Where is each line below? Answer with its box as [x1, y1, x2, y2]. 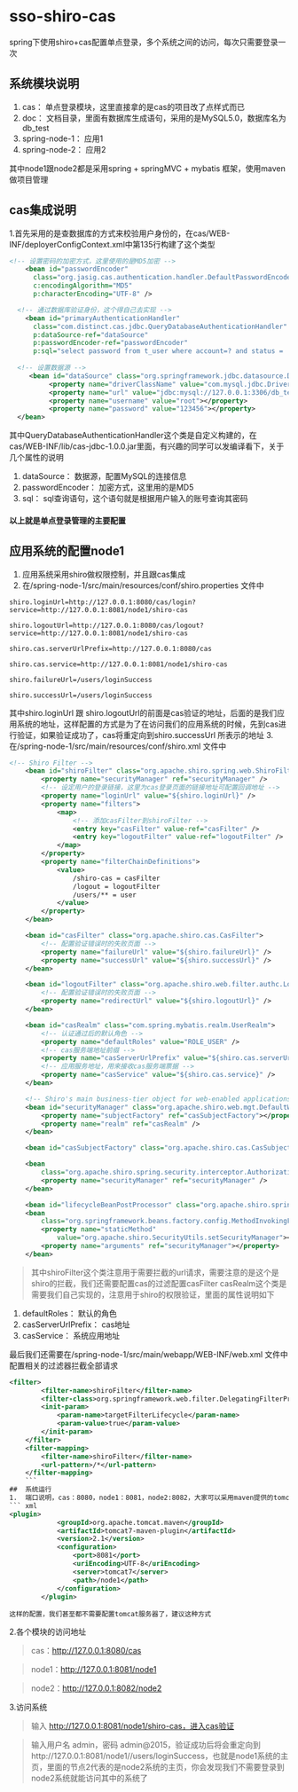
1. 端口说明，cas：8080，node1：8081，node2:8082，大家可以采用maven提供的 [9, 1493, 274, 1503]
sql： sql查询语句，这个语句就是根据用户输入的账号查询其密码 [21, 493, 248, 504]
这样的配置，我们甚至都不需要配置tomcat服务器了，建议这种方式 [9, 1610, 212, 1619]
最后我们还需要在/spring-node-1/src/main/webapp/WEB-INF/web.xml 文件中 [9, 1348, 288, 1359]
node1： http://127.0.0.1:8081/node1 [30, 1664, 157, 1675]
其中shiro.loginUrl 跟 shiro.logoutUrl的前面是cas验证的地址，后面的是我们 [9, 707, 278, 718]
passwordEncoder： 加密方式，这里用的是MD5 [21, 482, 194, 493]
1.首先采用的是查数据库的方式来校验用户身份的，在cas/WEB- [9, 228, 231, 239]
